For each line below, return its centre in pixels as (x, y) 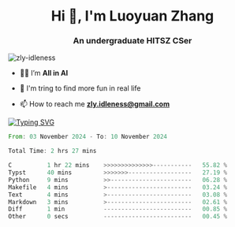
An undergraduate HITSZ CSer (132, 41)
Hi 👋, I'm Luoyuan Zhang (132, 16)
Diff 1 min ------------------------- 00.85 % (117, 209)
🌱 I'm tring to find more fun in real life (80, 88)
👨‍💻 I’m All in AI (44, 73)
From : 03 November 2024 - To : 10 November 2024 (88, 137)
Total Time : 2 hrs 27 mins (52, 151)
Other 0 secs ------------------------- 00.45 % (117, 217)
